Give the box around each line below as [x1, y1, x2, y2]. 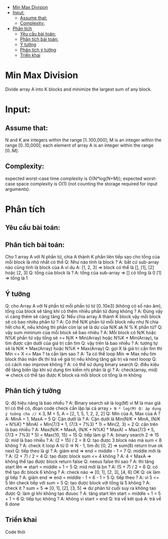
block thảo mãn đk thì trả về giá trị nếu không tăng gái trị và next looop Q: [5, 356, 157, 362]
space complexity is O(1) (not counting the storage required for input [16, 180, 157, 187]
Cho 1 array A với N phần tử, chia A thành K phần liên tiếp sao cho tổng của [5, 254, 160, 260]
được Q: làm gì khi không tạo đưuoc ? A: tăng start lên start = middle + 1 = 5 [5, 490, 161, 496]
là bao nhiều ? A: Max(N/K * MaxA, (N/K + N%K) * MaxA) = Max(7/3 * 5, [5, 426, 155, 432]
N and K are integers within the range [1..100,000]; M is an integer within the [5, 137, 161, 143]
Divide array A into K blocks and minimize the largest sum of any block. [5, 86, 152, 92]
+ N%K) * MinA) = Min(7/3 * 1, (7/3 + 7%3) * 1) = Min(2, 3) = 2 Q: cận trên [5, 421, 158, 427]
